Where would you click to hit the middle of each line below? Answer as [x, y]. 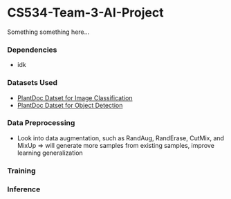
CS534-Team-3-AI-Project [85, 13]
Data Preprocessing [41, 123]
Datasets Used [32, 83]
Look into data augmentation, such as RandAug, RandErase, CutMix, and [121, 138]
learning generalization [50, 153]
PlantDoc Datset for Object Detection [70, 105]
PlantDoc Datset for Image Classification [75, 97]
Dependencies [32, 50]
